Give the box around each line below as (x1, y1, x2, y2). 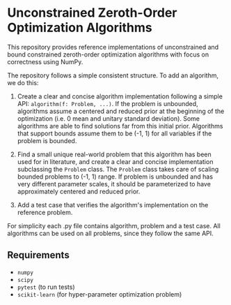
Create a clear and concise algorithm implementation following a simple (17, 92, 223, 101)
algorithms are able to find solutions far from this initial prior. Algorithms (17, 121, 223, 130)
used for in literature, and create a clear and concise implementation (17, 157, 214, 165)
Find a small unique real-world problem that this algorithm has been (17, 150, 212, 158)
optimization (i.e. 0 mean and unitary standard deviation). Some (17, 114, 200, 123)
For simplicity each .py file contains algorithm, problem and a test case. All (7, 221, 221, 230)
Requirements (7, 249, 70, 261)
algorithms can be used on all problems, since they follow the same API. (7, 229, 214, 237)
